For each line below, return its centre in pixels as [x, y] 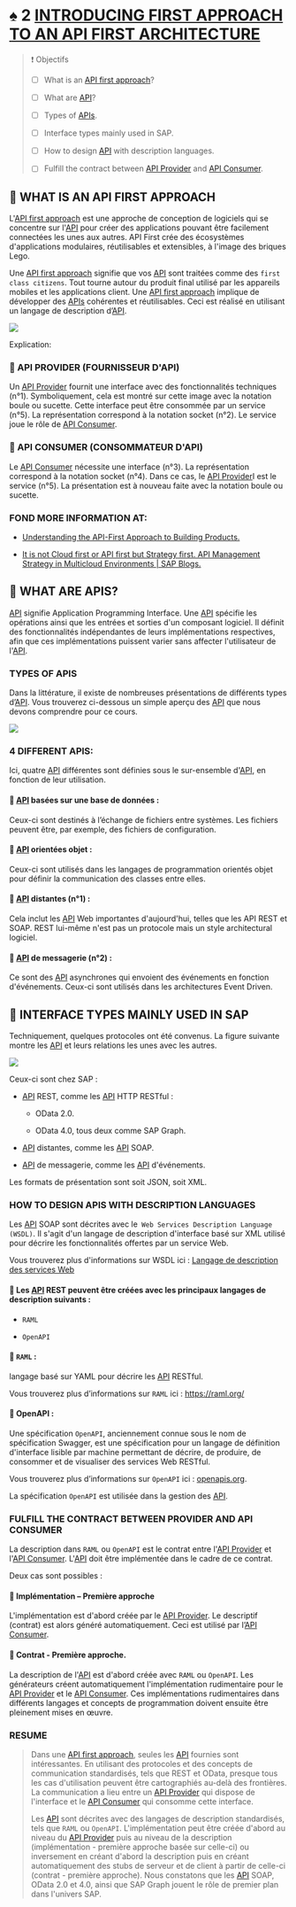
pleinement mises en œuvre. [61, 1712]
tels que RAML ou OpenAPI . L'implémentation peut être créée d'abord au [158, 1828]
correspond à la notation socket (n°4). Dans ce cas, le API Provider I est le [143, 476]
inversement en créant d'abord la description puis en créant [140, 1856]
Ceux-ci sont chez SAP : [53, 1079]
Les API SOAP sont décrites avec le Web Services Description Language [140, 1224]
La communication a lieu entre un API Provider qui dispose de [143, 1792]
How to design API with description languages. [129, 151]
